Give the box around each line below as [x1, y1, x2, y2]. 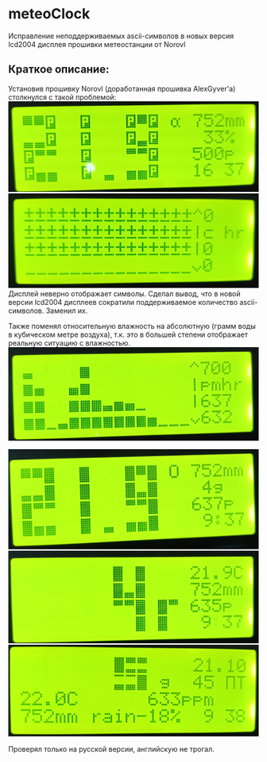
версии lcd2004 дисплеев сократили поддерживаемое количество [8, 297, 238, 307]
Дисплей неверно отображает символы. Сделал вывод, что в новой [8, 288, 241, 299]
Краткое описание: [8, 63, 110, 76]
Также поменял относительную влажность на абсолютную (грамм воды [8, 321, 256, 330]
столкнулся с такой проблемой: [8, 92, 117, 102]
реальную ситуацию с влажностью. [8, 338, 131, 347]
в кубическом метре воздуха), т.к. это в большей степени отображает [8, 330, 249, 339]
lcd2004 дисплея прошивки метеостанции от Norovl [8, 39, 186, 49]
